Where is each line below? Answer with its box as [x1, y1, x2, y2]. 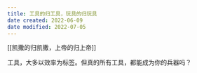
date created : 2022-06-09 [7, 17, 83, 24]
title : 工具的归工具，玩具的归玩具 [7, 10, 97, 18]
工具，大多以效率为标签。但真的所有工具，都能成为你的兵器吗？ [7, 58, 191, 67]
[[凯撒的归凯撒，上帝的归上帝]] [7, 44, 97, 52]
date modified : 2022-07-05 [7, 23, 86, 30]
